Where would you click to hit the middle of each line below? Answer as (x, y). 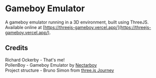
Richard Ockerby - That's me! (35, 60)
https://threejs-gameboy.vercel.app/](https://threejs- (98, 27)
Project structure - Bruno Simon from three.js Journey (60, 70)
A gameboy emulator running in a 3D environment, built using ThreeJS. (77, 22)
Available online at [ (25, 27)
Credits (17, 48)
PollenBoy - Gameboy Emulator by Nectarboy (51, 65)
